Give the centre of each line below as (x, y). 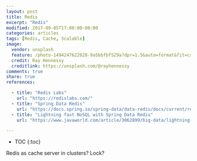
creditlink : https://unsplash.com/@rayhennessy (71, 66)
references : (21, 83)
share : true (21, 77)
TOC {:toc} (28, 142)
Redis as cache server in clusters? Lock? (55, 153)
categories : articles (33, 33)
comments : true (25, 71)
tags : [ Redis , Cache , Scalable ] (45, 39)
